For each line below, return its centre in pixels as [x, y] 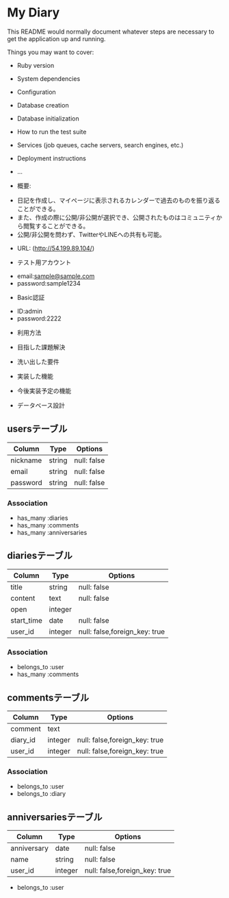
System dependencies [49, 78]
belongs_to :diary [41, 794]
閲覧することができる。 [56, 226]
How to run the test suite [52, 132]
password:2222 [39, 318]
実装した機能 [35, 376]
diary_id [23, 740]
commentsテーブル [48, 698]
